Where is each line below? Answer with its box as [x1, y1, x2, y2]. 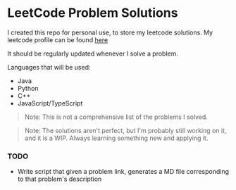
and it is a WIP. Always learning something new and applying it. [24, 134, 209, 142]
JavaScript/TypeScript [17, 99, 83, 107]
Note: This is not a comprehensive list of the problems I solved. [24, 113, 208, 121]
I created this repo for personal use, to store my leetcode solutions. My [7, 28, 213, 37]
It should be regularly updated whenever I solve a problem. [7, 49, 178, 58]
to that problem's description [17, 175, 102, 184]
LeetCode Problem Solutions [7, 5, 178, 21]
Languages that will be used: [7, 63, 91, 71]
